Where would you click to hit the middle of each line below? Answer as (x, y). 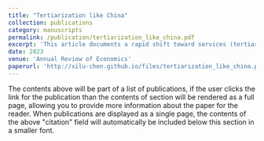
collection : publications (50, 23)
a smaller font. (31, 130)
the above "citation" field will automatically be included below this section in (131, 121)
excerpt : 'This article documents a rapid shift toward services (117, 45)
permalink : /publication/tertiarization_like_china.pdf (101, 37)
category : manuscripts (45, 30)
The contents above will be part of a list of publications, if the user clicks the (132, 89)
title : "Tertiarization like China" (68, 15)
